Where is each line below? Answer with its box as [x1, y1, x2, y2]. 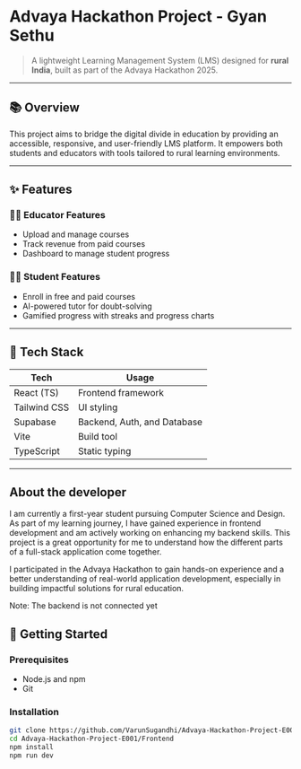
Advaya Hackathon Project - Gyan [9, 6, 267, 27]
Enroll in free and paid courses [21, 291, 136, 301]
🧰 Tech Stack [9, 345, 84, 360]
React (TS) [13, 386, 60, 398]
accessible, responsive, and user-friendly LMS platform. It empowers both [9, 137, 284, 149]
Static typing [77, 444, 132, 457]
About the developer [9, 485, 127, 500]
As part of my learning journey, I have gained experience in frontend [9, 518, 262, 529]
